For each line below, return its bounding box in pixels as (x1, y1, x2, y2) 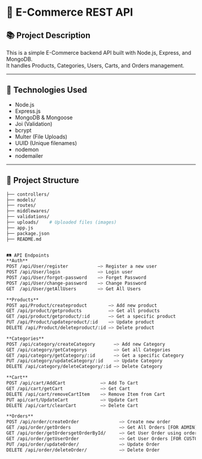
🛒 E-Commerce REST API (6, 5, 133, 19)
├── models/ (6, 197, 36, 203)
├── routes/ (6, 202, 36, 208)
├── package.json (6, 230, 50, 237)
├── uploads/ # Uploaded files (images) (6, 219, 117, 225)
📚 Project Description (6, 30, 91, 40)
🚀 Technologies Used (6, 85, 87, 95)
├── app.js (6, 225, 34, 231)
